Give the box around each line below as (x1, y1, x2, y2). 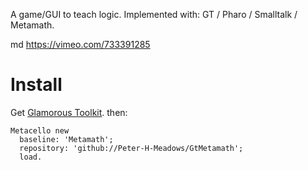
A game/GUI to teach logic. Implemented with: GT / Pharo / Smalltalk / (10, 9, 298, 20)
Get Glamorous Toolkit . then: (10, 106, 128, 118)
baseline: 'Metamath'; (19, 134, 114, 144)
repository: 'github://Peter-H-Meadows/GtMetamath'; (19, 143, 244, 153)
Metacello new (10, 125, 70, 136)
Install (10, 74, 63, 96)
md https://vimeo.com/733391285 (10, 39, 151, 50)
